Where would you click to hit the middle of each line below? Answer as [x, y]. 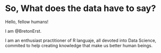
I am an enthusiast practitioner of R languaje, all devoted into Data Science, [81, 40]
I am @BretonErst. [23, 31]
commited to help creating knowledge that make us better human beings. [79, 45]
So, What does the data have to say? [80, 8]
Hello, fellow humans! [27, 22]
